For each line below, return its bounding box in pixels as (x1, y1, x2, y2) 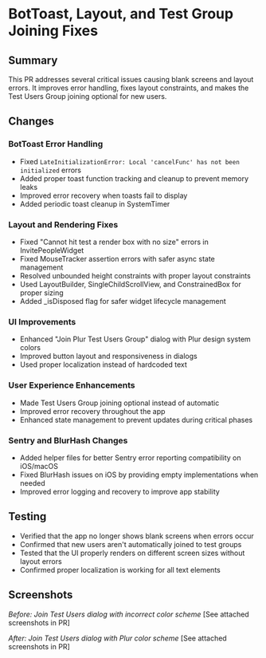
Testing (8, 510, 47, 523)
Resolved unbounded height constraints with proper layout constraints (19, 270, 251, 280)
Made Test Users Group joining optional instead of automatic (19, 398, 220, 408)
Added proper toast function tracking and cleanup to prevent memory (19, 173, 249, 183)
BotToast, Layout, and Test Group (8, 5, 233, 23)
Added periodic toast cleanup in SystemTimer (19, 199, 170, 208)
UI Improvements (8, 316, 76, 327)
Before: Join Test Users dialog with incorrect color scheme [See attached (8, 609, 249, 619)
